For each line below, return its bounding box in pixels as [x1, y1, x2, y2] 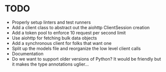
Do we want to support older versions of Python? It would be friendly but [11, 56, 161, 62]
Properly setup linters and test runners [11, 19, 91, 25]
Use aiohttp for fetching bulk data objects [11, 35, 97, 41]
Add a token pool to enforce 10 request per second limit [11, 30, 126, 36]
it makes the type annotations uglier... [11, 61, 89, 67]
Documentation [11, 50, 44, 57]
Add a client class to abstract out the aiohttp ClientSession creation [11, 24, 150, 30]
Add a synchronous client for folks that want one [11, 40, 112, 46]
